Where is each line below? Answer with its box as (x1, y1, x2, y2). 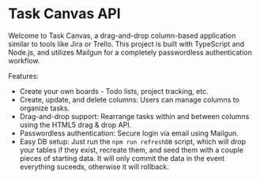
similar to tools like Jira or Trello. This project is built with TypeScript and (8, 39, 245, 48)
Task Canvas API (8, 5, 121, 23)
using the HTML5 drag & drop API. (19, 120, 132, 129)
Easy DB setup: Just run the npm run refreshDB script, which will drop (19, 136, 247, 146)
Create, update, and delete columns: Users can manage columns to (19, 95, 239, 104)
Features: (8, 71, 40, 80)
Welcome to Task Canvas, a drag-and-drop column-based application (8, 31, 236, 40)
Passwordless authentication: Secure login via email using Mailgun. (19, 128, 239, 138)
